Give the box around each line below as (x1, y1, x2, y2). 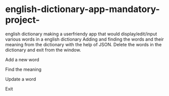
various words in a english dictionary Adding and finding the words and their (5, 36, 164, 42)
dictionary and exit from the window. (5, 47, 81, 53)
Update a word (5, 76, 36, 82)
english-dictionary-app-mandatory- (5, 4, 160, 15)
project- (5, 14, 40, 26)
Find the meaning (5, 66, 42, 72)
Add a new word (5, 56, 39, 62)
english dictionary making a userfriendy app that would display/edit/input (5, 31, 157, 37)
